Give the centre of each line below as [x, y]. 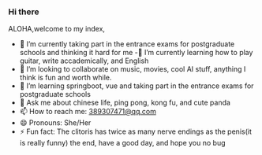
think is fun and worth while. [65, 78]
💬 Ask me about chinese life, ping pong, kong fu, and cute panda [125, 103]
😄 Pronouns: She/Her [55, 123]
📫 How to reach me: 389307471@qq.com [88, 112]
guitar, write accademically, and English [84, 61]
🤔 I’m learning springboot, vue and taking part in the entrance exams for [137, 86]
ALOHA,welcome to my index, [56, 29]
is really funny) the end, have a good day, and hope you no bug [123, 143]
